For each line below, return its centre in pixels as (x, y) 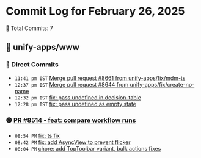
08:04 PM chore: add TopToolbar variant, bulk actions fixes (88, 148)
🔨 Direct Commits (32, 65)
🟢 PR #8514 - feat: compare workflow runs (71, 120)
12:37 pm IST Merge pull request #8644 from (71, 84)
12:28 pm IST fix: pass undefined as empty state (75, 104)
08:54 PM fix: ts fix (37, 135)
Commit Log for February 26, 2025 (95, 11)
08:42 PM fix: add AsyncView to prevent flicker (72, 142)
